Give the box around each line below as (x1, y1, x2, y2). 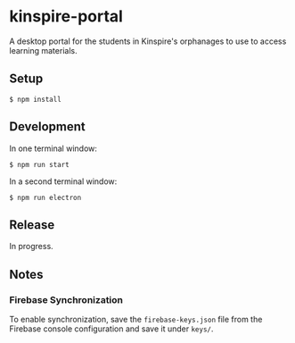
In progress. (9, 241, 53, 252)
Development (9, 119, 86, 135)
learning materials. (9, 45, 78, 55)
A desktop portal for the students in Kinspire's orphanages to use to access (9, 36, 287, 46)
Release (9, 217, 55, 232)
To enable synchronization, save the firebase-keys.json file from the (9, 314, 263, 325)
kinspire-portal (9, 6, 123, 27)
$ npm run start (9, 160, 70, 169)
